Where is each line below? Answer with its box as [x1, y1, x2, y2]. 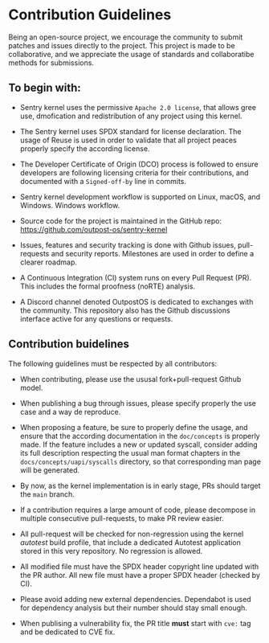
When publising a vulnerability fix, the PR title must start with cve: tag [19, 618, 251, 628]
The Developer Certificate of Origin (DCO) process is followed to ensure [19, 159, 259, 169]
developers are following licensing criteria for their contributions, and [19, 167, 249, 178]
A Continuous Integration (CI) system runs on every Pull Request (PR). [19, 272, 252, 282]
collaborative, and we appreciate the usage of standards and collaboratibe [8, 49, 255, 59]
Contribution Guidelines [8, 6, 172, 24]
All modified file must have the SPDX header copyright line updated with [19, 561, 259, 571]
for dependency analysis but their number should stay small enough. [19, 603, 247, 612]
